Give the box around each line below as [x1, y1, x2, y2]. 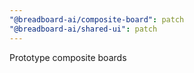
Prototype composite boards [9, 51, 127, 63]
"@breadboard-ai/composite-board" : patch [9, 14, 185, 25]
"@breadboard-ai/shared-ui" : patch [9, 24, 158, 34]
